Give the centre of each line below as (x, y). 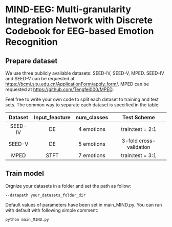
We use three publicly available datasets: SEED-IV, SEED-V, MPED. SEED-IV (85, 73)
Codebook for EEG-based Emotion (80, 31)
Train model (25, 174)
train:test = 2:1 (139, 129)
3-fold (130, 141)
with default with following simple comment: (52, 210)
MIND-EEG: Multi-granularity (68, 9)
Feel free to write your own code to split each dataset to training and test (82, 99)
